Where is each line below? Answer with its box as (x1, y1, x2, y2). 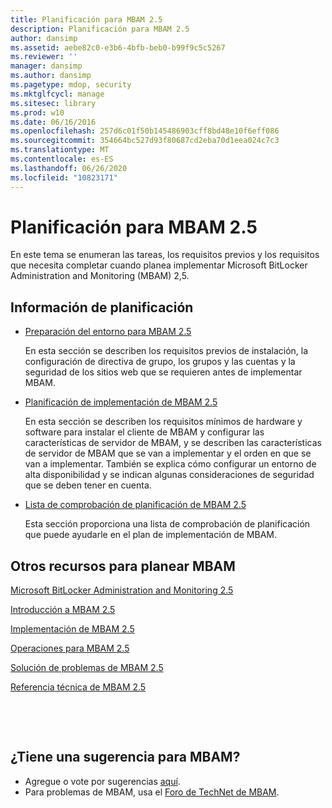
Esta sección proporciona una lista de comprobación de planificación (24, 518, 311, 530)
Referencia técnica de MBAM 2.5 (10, 681, 147, 693)
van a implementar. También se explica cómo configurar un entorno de (24, 458, 317, 470)
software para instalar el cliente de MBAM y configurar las (24, 426, 265, 438)
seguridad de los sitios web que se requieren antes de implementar (24, 366, 303, 378)
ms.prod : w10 (10, 107, 65, 118)
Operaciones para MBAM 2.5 (10, 642, 130, 655)
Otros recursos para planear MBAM (10, 557, 236, 575)
